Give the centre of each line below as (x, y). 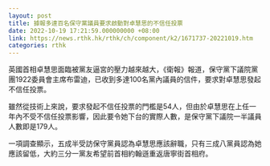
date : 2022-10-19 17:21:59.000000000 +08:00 (84, 30)
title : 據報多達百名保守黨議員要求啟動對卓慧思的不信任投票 (96, 23)
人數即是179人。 (35, 127)
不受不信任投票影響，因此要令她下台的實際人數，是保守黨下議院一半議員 (142, 116)
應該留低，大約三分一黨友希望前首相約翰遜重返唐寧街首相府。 (110, 154)
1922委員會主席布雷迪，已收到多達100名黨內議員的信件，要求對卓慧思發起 (138, 79)
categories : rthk (37, 46)
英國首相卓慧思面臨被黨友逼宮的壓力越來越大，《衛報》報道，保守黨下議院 (130, 70)
